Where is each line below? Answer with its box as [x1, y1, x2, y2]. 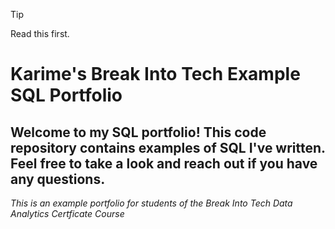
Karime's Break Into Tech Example [10, 63, 301, 86]
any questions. [10, 170, 106, 188]
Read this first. [10, 28, 70, 39]
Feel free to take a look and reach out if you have [10, 155, 318, 172]
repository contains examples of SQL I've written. [10, 139, 326, 156]
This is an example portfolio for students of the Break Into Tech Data [10, 197, 293, 209]
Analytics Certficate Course [10, 208, 125, 219]
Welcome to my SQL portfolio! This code [10, 124, 267, 141]
